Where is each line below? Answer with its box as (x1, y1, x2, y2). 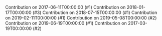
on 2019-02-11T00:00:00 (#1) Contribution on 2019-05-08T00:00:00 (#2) (5, 15, 157, 20)
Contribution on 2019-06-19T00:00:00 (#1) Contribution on (5, 20, 127, 26)
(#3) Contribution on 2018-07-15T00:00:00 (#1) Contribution (32, 9, 157, 15)
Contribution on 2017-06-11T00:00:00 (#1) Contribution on (5, 4, 126, 10)
